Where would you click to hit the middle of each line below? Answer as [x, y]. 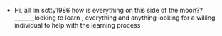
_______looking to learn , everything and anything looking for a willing [115, 18]
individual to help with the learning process [77, 25]
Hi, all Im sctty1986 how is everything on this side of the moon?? [108, 10]
